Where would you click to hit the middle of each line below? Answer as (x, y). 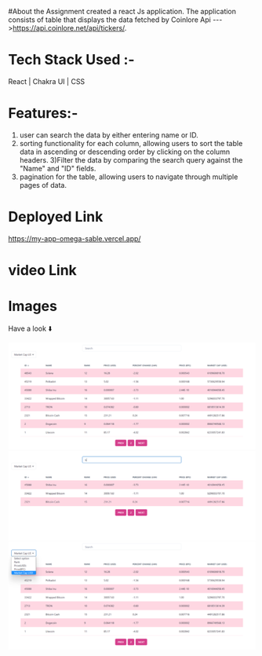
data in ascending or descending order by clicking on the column (124, 152)
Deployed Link (56, 217)
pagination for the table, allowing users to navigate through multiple (129, 177)
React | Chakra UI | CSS (47, 81)
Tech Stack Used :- (71, 60)
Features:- (43, 114)
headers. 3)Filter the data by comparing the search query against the (131, 159)
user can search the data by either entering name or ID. (109, 135)
